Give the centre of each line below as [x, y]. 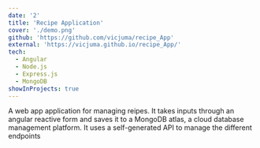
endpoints [24, 136]
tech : [17, 52]
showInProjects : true [44, 89]
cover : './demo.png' [42, 30]
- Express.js [37, 74]
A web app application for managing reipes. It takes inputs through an [121, 111]
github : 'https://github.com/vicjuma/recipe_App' [91, 37]
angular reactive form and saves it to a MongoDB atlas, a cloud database [126, 120]
